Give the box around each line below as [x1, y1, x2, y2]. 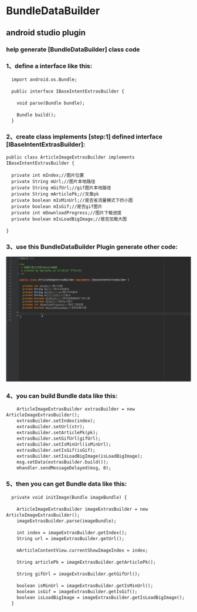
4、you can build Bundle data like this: [6, 392, 118, 400]
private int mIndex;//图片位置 [11, 173, 84, 178]
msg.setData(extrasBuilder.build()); [16, 459, 109, 465]
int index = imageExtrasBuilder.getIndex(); [16, 530, 127, 535]
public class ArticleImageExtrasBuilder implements [6, 154, 135, 160]
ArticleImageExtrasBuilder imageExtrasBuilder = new [16, 506, 148, 512]
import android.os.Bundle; [11, 77, 77, 82]
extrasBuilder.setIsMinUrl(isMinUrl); [16, 442, 111, 448]
